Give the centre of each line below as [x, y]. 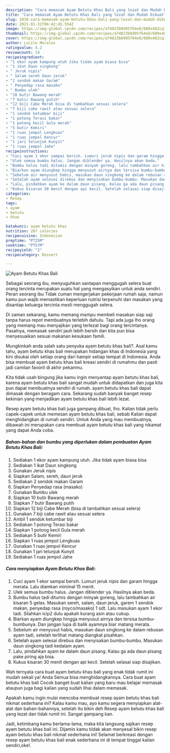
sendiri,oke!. [19, 745]
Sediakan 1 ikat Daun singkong [45, 465]
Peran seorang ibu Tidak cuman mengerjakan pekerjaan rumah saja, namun [84, 294]
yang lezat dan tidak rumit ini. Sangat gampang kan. [60, 714]
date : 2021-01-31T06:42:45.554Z [40, 24]
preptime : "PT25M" [25, 240]
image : [13, 29]
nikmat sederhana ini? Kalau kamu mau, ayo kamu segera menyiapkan [79, 703]
